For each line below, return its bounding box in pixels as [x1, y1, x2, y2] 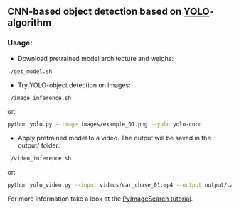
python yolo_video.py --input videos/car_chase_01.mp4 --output [7, 182, 202, 189]
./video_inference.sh [7, 155, 72, 162]
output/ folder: [17, 141, 60, 150]
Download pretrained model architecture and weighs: [17, 54, 174, 62]
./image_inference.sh [7, 94, 72, 101]
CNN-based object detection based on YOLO [7, 6, 210, 18]
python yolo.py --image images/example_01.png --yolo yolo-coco [7, 121, 202, 128]
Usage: [7, 38, 33, 48]
